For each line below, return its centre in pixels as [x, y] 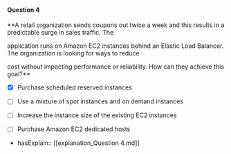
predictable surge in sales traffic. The [61, 33]
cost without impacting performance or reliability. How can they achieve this [116, 67]
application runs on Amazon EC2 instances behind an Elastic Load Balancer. [115, 46]
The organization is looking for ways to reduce [73, 53]
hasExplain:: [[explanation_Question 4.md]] [78, 143]
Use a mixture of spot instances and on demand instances [100, 101]
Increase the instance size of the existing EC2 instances [97, 115]
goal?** [19, 74]
